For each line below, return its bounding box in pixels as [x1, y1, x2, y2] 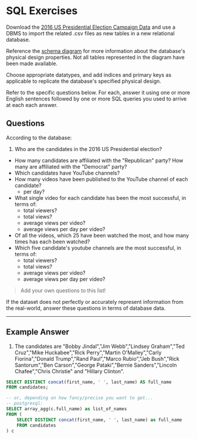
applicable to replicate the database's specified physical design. [6, 78, 161, 85]
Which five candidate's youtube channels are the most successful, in [14, 244, 182, 251]
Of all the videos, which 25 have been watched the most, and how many [14, 232, 189, 239]
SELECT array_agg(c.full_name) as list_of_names [6, 406, 127, 412]
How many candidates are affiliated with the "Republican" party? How [14, 157, 184, 164]
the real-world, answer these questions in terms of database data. [6, 304, 166, 311]
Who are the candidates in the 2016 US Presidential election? [14, 145, 162, 152]
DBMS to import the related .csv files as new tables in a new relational [6, 29, 175, 36]
